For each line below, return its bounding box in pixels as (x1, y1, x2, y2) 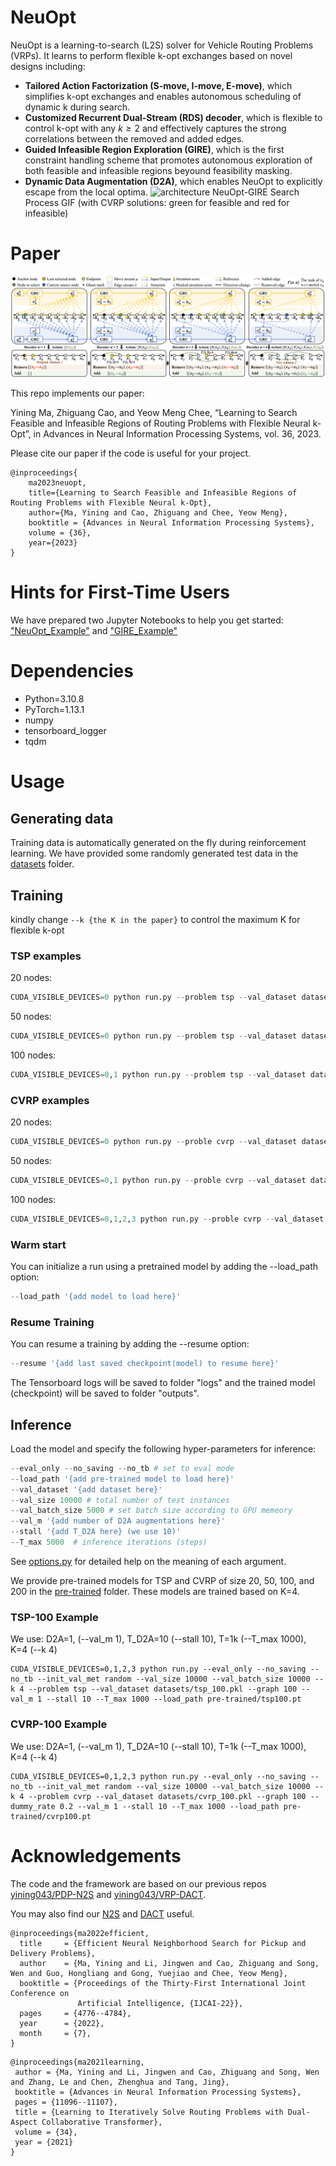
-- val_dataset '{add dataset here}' (10, 1484, 163, 1495)
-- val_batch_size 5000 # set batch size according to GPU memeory (10, 1506, 293, 1516)
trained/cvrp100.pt (10, 1811, 92, 1821)
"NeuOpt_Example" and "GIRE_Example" (10, 625, 178, 637)
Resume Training (10, 1315, 95, 1329)
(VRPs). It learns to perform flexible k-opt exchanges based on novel (10, 49, 293, 61)
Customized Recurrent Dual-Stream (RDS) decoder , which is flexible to (24, 111, 323, 123)
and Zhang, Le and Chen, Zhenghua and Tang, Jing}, (10, 2077, 230, 2087)
